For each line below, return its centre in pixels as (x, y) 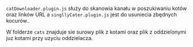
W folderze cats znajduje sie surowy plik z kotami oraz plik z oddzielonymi (96, 32)
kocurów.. (18, 21)
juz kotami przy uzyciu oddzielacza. (49, 38)
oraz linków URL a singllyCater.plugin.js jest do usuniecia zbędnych (91, 15)
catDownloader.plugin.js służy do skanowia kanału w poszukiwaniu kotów (96, 8)
